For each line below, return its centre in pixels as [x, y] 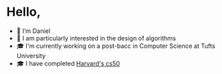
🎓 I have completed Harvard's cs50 [68, 63]
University [31, 56]
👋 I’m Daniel [33, 31]
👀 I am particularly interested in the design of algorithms [96, 38]
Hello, [24, 12]
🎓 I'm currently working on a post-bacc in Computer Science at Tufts [116, 46]
